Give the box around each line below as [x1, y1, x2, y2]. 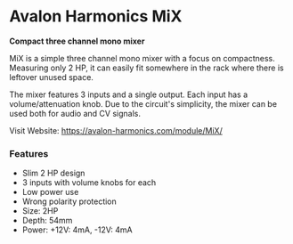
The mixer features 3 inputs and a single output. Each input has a [9, 89, 248, 100]
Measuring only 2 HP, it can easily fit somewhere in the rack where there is [9, 62, 284, 73]
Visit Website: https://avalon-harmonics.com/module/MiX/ [9, 125, 223, 135]
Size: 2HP [21, 206, 59, 216]
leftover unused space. [9, 71, 94, 82]
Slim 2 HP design [21, 167, 85, 179]
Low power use [21, 187, 79, 198]
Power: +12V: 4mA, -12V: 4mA [21, 224, 133, 235]
